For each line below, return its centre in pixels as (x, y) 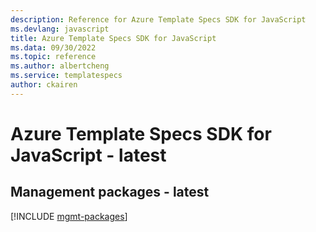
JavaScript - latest (88, 155)
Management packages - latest (110, 192)
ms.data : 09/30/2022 (53, 47)
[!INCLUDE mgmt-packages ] (69, 216)
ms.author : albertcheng (60, 66)
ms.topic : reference (53, 57)
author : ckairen (44, 85)
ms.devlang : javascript (60, 29)
